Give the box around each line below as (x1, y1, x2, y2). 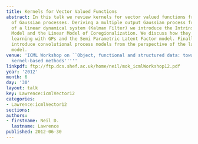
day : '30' (6, 80, 31, 86)
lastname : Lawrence (11, 123, 60, 129)
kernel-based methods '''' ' (11, 58, 78, 63)
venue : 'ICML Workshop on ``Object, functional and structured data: (6, 52, 181, 58)
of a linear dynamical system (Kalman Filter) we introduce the (11, 25, 173, 31)
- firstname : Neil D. (6, 118, 60, 124)
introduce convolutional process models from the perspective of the (11, 42, 186, 48)
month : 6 (6, 74, 28, 80)
